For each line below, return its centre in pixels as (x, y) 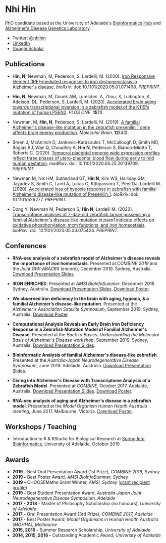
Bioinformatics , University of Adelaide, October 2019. (67, 444)
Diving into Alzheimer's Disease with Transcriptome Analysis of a (81, 380)
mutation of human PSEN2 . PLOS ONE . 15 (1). (58, 112)
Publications (25, 64)
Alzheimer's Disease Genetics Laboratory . (48, 28)
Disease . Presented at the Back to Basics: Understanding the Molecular (86, 334)
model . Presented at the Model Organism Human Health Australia (80, 406)
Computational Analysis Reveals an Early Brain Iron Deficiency (78, 324)
